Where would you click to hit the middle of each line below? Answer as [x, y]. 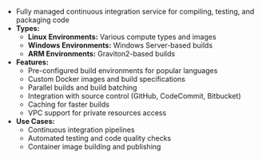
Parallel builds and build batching [82, 87]
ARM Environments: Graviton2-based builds [101, 54]
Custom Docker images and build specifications [107, 79]
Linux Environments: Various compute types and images [122, 37]
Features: [32, 62]
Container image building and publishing [94, 147]
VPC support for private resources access [97, 113]
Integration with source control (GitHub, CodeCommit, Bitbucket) [134, 96]
